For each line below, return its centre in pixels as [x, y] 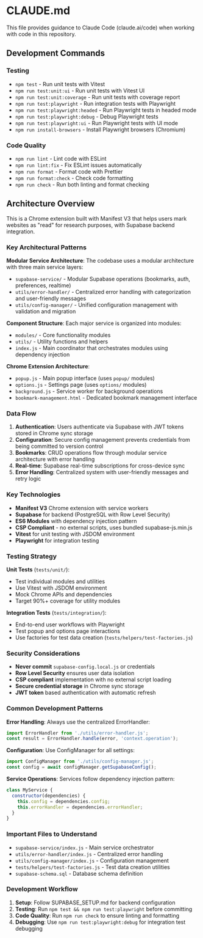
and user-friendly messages [51, 299]
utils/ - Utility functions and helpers [62, 342]
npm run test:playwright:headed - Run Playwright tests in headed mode [106, 110]
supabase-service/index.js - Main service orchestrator [84, 848]
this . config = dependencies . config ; [64, 801]
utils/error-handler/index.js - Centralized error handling [89, 854]
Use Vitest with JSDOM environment [61, 588]
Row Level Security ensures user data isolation [75, 673]
